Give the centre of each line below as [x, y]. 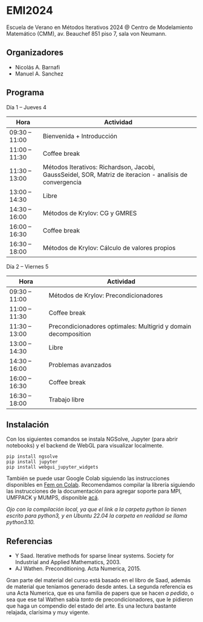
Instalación [28, 424]
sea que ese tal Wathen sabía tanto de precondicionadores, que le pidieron [100, 600]
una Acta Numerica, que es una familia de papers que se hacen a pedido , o [100, 593]
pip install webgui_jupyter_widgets [52, 467]
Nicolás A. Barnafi [37, 67]
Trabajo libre [66, 399]
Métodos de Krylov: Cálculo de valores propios [109, 248]
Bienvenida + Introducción [80, 136]
